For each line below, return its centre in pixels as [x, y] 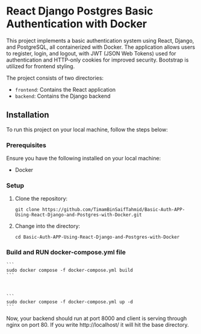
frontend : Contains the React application [65, 89]
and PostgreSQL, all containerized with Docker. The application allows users [101, 47]
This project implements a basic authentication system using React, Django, [100, 40]
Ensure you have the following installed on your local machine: [84, 159]
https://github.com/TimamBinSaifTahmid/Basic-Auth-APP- [113, 210]
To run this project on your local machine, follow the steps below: [87, 129]
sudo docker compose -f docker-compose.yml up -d [70, 302]
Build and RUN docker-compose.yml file [66, 253]
